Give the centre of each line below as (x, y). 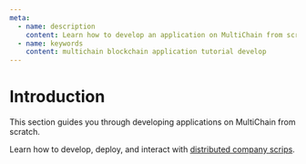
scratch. (25, 132)
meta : (20, 18)
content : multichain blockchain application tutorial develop (146, 52)
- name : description (56, 26)
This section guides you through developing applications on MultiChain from (153, 122)
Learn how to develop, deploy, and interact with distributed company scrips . (153, 149)
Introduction (57, 97)
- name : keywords (51, 43)
